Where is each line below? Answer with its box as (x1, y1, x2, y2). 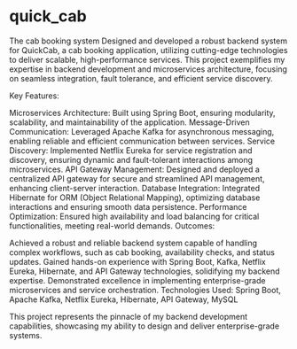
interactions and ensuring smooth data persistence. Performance (9, 201, 247, 212)
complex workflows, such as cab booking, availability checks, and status (9, 246, 275, 258)
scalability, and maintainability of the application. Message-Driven (9, 117, 250, 128)
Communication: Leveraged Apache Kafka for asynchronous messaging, (9, 126, 275, 136)
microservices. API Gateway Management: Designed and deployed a (9, 164, 260, 174)
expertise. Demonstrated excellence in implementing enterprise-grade (9, 275, 266, 285)
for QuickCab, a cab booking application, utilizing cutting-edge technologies (9, 44, 288, 55)
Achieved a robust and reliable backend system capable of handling (9, 237, 258, 248)
